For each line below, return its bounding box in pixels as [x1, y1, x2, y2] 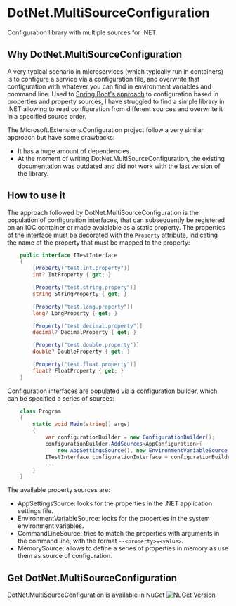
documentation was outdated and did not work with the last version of [17, 162, 221, 170]
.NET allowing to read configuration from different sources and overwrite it [7, 104, 223, 113]
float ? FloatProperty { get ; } [32, 367, 124, 374]
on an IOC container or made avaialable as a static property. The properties [7, 223, 226, 231]
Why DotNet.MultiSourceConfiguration [7, 49, 183, 60]
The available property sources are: [7, 486, 111, 494]
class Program [20, 408, 61, 415]
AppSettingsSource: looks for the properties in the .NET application [17, 499, 213, 508]
